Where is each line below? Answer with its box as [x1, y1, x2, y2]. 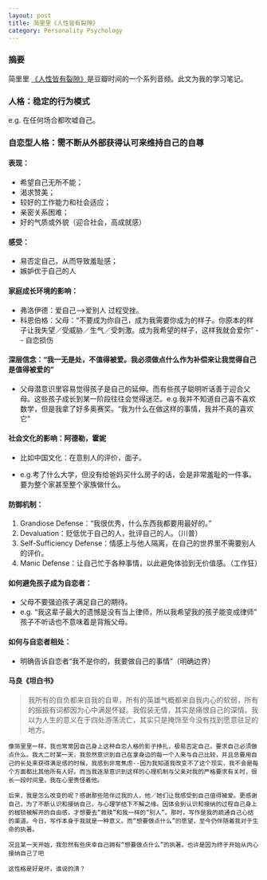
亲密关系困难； [19, 208, 69, 217]
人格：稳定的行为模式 [8, 96, 90, 107]
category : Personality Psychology [8, 26, 124, 34]
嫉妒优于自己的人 [19, 266, 77, 276]
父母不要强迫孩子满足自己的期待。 [19, 597, 132, 607]
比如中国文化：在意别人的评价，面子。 [19, 452, 146, 462]
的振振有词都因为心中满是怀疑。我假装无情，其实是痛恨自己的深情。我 [27, 705, 259, 714]
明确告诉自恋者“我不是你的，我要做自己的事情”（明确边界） [19, 656, 215, 666]
